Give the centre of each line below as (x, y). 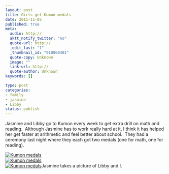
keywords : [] (19, 76)
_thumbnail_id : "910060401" (40, 52)
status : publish (22, 109)
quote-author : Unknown (34, 72)
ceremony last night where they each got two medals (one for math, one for (84, 140)
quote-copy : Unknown (31, 57)
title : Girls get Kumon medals (38, 15)
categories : (18, 90)
